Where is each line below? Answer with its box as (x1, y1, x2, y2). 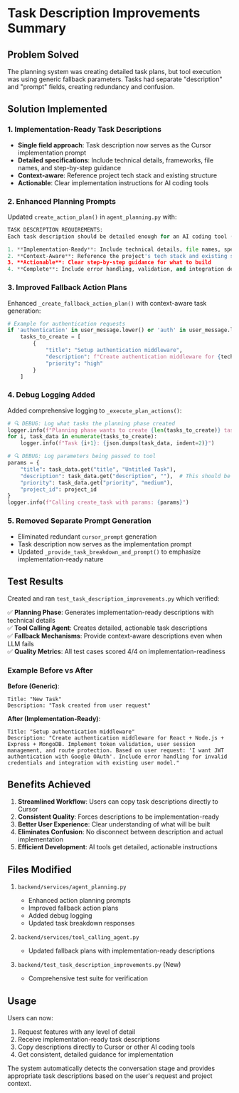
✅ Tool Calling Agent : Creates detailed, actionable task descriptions (7, 623, 208, 632)
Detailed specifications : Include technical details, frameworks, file (17, 155, 214, 165)
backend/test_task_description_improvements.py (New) (17, 960, 181, 969)
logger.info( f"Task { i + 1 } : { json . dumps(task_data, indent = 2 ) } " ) (20, 440, 215, 447)
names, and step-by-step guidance (17, 163, 122, 172)
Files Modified (7, 864, 73, 876)
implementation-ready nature (17, 554, 104, 564)
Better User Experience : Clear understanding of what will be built (17, 820, 211, 829)
